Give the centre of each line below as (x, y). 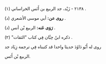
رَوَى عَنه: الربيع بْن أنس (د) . (30, 28)
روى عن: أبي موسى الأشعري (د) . (35, 18)
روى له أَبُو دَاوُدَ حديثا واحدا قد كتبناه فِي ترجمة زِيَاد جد (53, 47)
